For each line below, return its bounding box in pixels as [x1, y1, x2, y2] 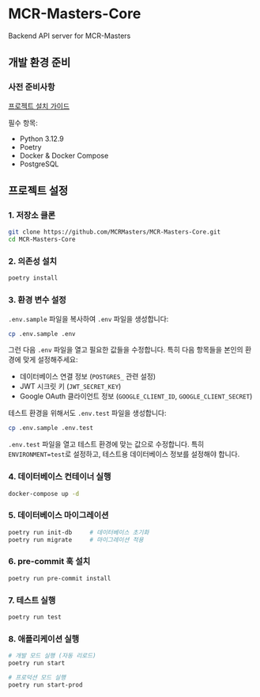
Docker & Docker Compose [19, 150, 109, 160]
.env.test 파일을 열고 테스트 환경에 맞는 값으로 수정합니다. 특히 [8, 440, 205, 449]
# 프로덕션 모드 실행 [8, 673, 66, 681]
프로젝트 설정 [8, 184, 69, 198]
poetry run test [8, 613, 62, 621]
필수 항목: [8, 118, 38, 128]
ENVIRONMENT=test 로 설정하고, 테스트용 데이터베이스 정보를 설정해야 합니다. [8, 449, 240, 459]
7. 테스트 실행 [8, 595, 56, 606]
